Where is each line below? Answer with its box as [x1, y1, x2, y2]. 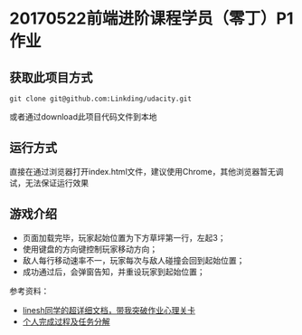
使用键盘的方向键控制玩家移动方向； [22, 244, 158, 254]
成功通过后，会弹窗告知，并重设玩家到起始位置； [22, 266, 205, 277]
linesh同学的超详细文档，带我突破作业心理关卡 [22, 304, 196, 315]
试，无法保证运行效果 [9, 177, 89, 188]
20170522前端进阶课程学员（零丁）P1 [9, 8, 294, 29]
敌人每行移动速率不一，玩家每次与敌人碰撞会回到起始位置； [22, 254, 245, 265]
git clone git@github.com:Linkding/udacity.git [9, 94, 193, 103]
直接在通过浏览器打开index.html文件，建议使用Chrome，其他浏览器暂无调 [9, 166, 284, 177]
